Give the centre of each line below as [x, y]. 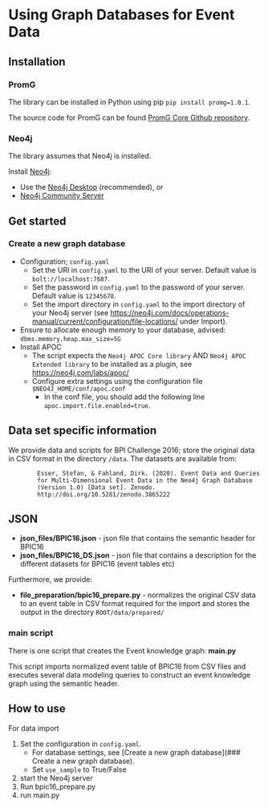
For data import [34, 728]
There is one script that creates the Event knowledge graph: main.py [122, 650]
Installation [37, 62]
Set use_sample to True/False [79, 769]
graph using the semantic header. [64, 683]
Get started [37, 221]
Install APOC [41, 347]
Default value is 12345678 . [74, 295]
